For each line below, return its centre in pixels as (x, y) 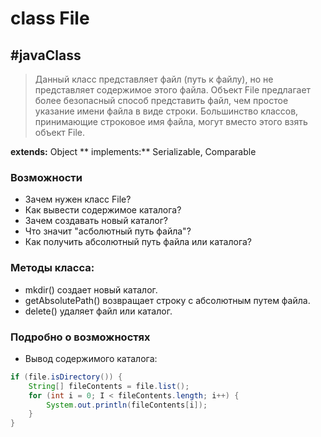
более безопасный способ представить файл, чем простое (161, 100)
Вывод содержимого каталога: (91, 358)
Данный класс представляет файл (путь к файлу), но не (154, 79)
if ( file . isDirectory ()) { (66, 377)
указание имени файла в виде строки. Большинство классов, (166, 111)
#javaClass (46, 55)
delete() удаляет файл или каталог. (98, 311)
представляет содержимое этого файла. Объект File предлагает (173, 90)
